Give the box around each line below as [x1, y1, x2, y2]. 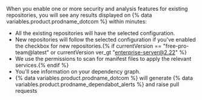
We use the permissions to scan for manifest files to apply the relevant [15, 55, 192, 62]
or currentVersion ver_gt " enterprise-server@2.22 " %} [50, 49, 187, 56]
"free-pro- [163, 42, 189, 49]
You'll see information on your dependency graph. [15, 68, 141, 75]
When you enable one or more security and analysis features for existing [6, 5, 188, 12]
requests [15, 87, 38, 94]
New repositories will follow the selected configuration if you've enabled [15, 36, 196, 43]
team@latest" [15, 49, 50, 56]
